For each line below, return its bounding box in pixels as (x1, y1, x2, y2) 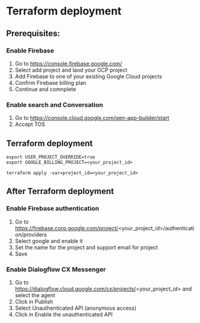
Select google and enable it (14, 237, 83, 245)
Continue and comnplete (14, 86, 76, 93)
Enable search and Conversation (6, 101, 103, 109)
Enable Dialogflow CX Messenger (6, 265, 106, 274)
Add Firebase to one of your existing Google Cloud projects (14, 72, 162, 80)
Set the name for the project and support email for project (14, 243, 158, 251)
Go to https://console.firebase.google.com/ (14, 60, 123, 67)
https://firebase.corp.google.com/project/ (14, 224, 119, 231)
